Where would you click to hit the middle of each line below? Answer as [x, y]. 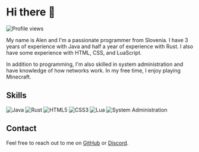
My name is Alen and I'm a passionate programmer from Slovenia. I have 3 [97, 40]
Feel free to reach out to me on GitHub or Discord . [67, 142]
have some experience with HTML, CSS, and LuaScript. [74, 52]
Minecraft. [19, 77]
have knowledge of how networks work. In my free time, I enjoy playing [94, 70]
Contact [21, 129]
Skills [16, 95]
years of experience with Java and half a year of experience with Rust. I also [100, 46]
